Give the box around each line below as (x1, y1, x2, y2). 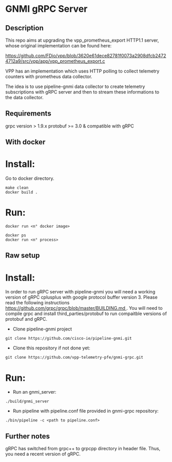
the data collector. (5, 95, 44, 100)
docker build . (5, 190, 38, 195)
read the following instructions (5, 300, 70, 306)
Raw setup (5, 251, 40, 260)
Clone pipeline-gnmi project (12, 326, 72, 332)
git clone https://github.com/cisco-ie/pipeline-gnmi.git (5, 336, 132, 341)
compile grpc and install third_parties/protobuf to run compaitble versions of (5, 310, 167, 317)
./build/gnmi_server (5, 399, 50, 404)
